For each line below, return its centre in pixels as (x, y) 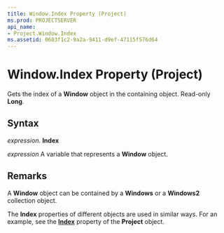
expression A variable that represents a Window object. (87, 154)
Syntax (23, 124)
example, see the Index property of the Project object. (86, 221)
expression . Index (33, 140)
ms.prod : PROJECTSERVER (42, 20)
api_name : (22, 27)
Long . (16, 102)
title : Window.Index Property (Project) (67, 14)
